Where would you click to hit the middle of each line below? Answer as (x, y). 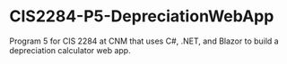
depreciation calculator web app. (70, 50)
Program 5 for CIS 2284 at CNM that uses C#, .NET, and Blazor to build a (144, 41)
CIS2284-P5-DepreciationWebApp (142, 16)
